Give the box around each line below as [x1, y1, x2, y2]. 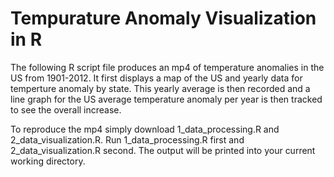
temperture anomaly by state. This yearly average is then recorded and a [10, 82, 311, 94]
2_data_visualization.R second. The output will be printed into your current [10, 144, 316, 156]
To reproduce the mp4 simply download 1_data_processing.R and [10, 123, 280, 135]
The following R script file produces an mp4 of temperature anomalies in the [10, 61, 325, 73]
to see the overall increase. [10, 103, 122, 116]
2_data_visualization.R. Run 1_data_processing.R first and [10, 133, 245, 146]
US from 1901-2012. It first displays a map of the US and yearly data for [10, 72, 303, 84]
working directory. [10, 155, 86, 167]
